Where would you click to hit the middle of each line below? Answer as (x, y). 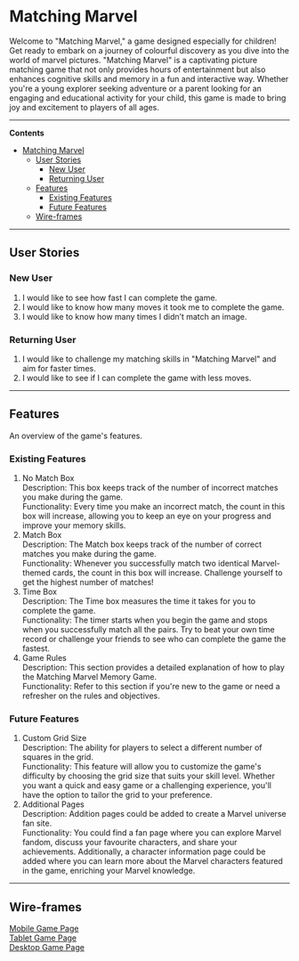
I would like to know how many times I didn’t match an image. (134, 316)
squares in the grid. (57, 757)
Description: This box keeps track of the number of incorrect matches (150, 488)
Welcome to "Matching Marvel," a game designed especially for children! (143, 41)
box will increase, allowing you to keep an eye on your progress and (146, 516)
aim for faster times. (59, 368)
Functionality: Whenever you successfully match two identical (136, 564)
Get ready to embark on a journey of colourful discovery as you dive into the (149, 50)
